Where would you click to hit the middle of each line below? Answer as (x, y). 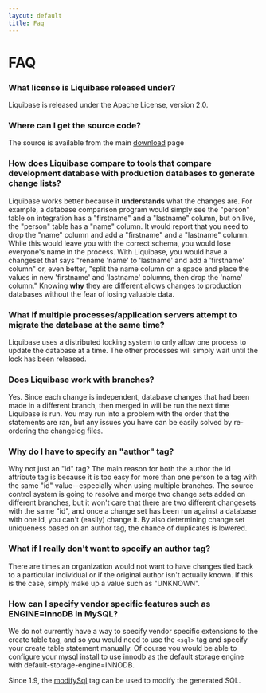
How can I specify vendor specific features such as (110, 604)
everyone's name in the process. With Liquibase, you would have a (118, 251)
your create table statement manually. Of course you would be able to (123, 648)
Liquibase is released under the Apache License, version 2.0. (108, 104)
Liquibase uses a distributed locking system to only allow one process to (127, 342)
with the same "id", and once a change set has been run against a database (132, 511)
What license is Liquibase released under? (92, 87)
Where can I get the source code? (75, 125)
